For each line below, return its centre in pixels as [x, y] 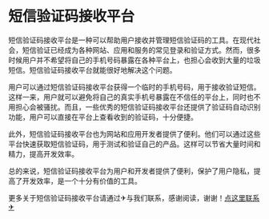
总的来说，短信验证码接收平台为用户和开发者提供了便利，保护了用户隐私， [131, 171]
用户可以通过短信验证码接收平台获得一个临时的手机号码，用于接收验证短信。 [134, 87]
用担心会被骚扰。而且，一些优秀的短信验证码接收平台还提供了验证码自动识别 [134, 107]
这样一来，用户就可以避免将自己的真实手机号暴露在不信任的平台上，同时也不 [134, 97]
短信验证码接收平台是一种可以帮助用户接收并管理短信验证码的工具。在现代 [131, 40]
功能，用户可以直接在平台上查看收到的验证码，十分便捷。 [103, 117]
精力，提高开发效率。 [43, 153]
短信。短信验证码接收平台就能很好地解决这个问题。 [92, 70]
